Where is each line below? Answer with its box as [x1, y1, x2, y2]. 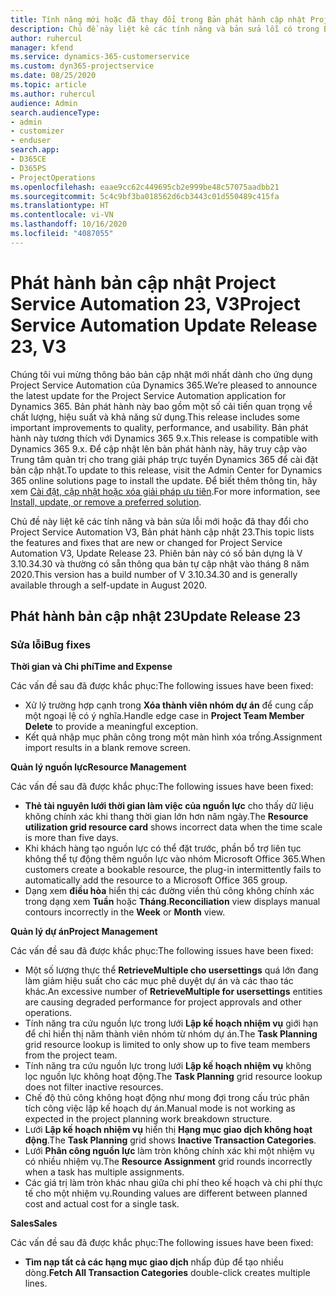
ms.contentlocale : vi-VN [10, 210, 114, 220]
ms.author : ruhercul [10, 89, 97, 99]
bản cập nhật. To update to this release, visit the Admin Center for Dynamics [10, 464, 323, 476]
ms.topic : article [10, 80, 87, 90]
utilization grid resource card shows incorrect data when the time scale [24, 821, 323, 833]
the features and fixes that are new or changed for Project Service [10, 536, 283, 548]
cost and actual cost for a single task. [24, 1198, 180, 1210]
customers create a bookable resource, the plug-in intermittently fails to [24, 864, 322, 876]
